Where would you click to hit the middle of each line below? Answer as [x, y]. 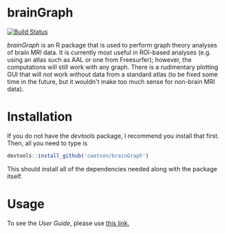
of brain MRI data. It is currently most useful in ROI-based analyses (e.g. [109, 52]
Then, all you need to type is [47, 143]
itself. [15, 176]
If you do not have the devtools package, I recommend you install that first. [113, 136]
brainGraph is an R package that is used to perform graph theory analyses [112, 45]
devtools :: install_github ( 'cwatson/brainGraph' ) [78, 156]
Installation [40, 117]
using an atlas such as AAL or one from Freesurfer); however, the [100, 59]
